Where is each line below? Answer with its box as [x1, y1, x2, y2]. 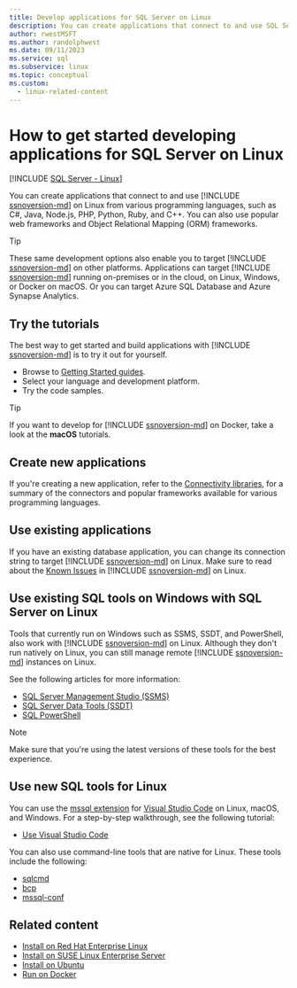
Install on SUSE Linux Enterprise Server [21, 950, 166, 961]
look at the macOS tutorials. [9, 429, 111, 440]
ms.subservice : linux [9, 63, 89, 72]
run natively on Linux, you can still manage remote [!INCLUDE [9, 647, 234, 657]
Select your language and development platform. [21, 376, 201, 386]
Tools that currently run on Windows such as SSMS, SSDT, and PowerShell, [9, 628, 285, 639]
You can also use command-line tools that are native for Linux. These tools [9, 846, 282, 857]
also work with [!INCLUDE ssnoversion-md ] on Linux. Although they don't [9, 637, 277, 648]
